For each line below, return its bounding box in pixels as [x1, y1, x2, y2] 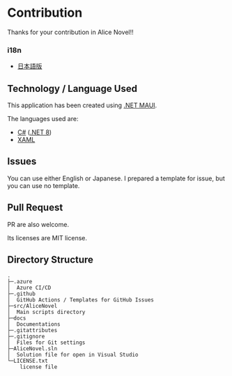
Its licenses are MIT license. [7, 233, 88, 242]
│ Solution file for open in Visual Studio [7, 352, 139, 359]
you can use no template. [7, 181, 80, 189]
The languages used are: [7, 115, 79, 123]
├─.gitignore [7, 333, 45, 340]
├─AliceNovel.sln [7, 345, 58, 352]
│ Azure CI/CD [7, 284, 52, 292]
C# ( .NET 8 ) [17, 128, 52, 136]
